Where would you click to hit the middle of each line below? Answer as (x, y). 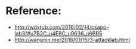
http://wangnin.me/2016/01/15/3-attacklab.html (72, 40)
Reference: (34, 11)
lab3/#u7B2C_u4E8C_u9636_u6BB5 (58, 33)
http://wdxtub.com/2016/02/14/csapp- (61, 27)
